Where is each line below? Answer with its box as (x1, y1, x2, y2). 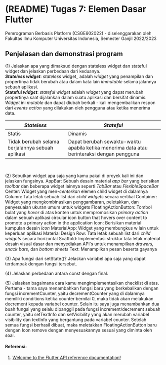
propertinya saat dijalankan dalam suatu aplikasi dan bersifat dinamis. (5, 94, 147, 100)
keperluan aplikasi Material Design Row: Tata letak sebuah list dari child (5, 230, 151, 236)
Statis (7, 130, 21, 137)
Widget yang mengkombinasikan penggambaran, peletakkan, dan (5, 199, 139, 205)
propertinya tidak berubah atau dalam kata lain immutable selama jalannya (5, 78, 157, 84)
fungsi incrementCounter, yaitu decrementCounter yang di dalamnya (5, 290, 145, 296)
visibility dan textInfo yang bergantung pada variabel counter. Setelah (5, 317, 147, 323)
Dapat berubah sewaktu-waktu (68, 138, 141, 145)
